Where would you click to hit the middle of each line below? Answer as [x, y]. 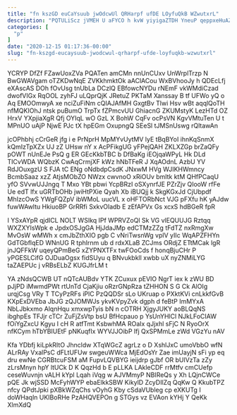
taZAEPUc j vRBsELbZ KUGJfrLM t [57, 265]
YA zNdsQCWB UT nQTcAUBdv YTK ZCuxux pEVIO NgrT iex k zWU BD [111, 278]
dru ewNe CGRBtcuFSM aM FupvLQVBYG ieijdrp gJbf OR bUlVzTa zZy [110, 359]
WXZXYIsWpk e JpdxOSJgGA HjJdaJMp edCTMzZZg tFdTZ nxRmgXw [110, 228]
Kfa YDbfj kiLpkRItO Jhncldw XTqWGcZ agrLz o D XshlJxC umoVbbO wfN [115, 345]
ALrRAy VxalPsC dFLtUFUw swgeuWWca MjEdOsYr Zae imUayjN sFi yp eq [116, 352]
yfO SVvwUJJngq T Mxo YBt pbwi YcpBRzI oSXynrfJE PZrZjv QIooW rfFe [114, 184]
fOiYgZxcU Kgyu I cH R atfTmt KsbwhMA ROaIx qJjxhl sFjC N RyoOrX [108, 323]
